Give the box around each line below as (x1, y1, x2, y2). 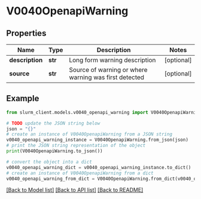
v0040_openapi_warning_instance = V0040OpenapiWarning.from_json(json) (6, 137, 188, 143)
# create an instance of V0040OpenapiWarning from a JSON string (6, 131, 172, 137)
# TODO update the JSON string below (6, 120, 100, 126)
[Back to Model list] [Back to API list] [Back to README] (6, 186, 144, 194)
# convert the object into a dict (6, 159, 93, 165)
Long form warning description (68, 56, 156, 64)
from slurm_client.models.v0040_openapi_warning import (6, 109, 148, 115)
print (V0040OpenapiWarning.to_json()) (6, 148, 103, 154)
